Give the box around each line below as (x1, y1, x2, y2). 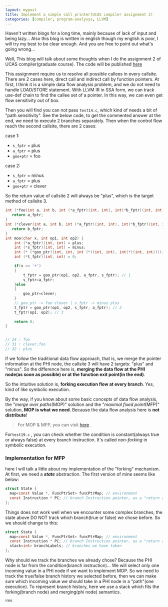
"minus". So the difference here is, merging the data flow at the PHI (5, 366, 145, 372)
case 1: (5, 133, 20, 139)
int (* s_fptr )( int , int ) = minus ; (14, 245, 86, 250)
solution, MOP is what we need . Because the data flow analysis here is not (5, 406, 160, 412)
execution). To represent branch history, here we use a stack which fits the (5, 583, 159, 590)
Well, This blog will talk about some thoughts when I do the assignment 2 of (5, 56, 161, 62)
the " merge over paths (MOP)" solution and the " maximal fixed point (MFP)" (5, 401, 160, 407)
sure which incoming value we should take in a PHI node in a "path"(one (5, 578, 154, 584)
